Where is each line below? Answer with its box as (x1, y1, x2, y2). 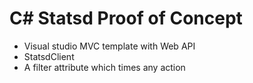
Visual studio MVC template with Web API (23, 40, 196, 52)
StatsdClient (23, 50, 75, 62)
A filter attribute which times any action (23, 61, 186, 73)
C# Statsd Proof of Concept (9, 7, 243, 30)
